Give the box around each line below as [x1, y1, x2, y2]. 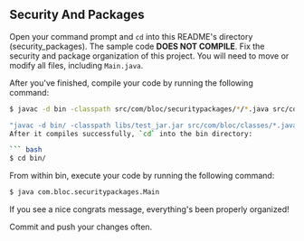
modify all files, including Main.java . [9, 60, 144, 70]
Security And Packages [9, 7, 145, 23]
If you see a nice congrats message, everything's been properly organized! [9, 204, 290, 215]
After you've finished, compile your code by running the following [9, 77, 253, 88]
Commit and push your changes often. [9, 221, 153, 233]
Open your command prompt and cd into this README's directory [9, 31, 253, 42]
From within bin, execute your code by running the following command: [9, 171, 275, 181]
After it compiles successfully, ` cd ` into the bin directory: [9, 129, 253, 138]
